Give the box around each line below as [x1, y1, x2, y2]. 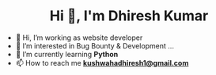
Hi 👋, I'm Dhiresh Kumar [49, 7, 209, 25]
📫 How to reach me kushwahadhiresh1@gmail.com [15, 58, 189, 67]
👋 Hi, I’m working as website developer [15, 33, 143, 42]
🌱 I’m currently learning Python [15, 49, 119, 59]
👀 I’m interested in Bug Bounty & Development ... [15, 41, 174, 50]
